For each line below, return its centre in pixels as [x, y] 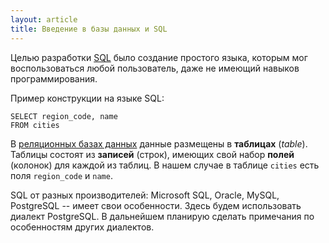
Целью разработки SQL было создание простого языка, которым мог [159, 57]
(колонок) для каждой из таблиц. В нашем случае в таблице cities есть [165, 165]
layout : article [44, 19]
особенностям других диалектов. [82, 227]
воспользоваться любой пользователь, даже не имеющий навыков [155, 68]
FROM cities [35, 125]
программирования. [54, 78]
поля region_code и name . [61, 175]
